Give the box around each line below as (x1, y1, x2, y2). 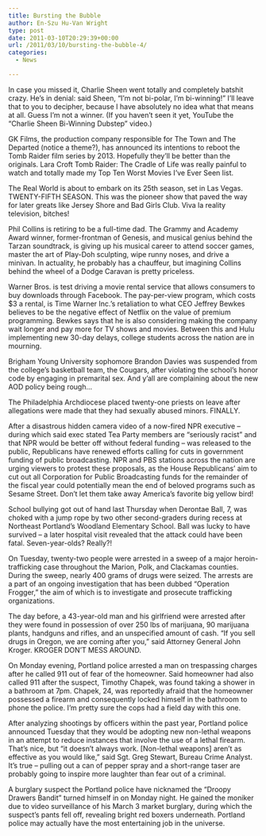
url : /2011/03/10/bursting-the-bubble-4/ (8, 41, 148, 49)
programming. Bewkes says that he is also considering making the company (8, 315, 258, 325)
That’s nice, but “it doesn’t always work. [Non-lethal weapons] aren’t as (8, 744, 242, 753)
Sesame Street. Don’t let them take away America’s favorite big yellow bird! (8, 489, 254, 498)
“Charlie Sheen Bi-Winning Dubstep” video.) (8, 119, 152, 128)
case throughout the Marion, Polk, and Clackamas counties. (43, 562, 239, 572)
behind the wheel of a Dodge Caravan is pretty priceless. (8, 266, 195, 275)
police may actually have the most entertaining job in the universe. (8, 818, 226, 828)
